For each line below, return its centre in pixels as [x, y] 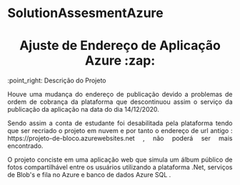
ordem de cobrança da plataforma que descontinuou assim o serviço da [120, 102]
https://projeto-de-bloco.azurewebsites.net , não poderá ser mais [120, 138]
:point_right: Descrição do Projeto [57, 80]
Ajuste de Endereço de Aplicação [120, 46]
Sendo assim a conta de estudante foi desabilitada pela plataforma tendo [120, 123]
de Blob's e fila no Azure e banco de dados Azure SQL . [89, 175]
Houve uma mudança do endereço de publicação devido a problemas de [120, 95]
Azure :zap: [120, 61]
